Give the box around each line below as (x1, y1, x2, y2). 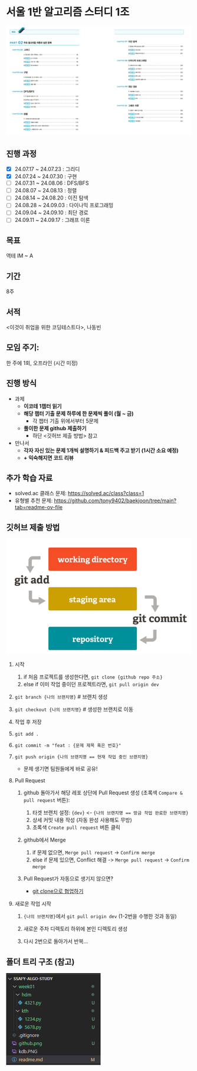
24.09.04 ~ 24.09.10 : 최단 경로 (14, 209, 88, 216)
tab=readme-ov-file (14, 504, 63, 511)
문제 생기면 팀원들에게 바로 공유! (23, 765, 98, 772)
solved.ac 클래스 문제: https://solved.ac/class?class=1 (14, 490, 145, 497)
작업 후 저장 (14, 718, 42, 726)
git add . (14, 731, 40, 738)
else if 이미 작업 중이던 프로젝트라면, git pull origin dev (23, 681, 159, 688)
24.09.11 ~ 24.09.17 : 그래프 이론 (14, 217, 90, 224)
